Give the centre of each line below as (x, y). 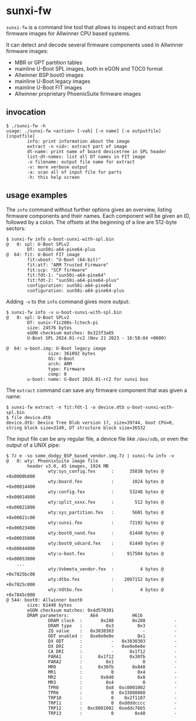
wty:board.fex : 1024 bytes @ (106, 481)
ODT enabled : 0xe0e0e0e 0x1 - (112, 636)
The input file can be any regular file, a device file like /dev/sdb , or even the (97, 438)
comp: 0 (57, 374)
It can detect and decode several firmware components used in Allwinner (95, 45)
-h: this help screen (54, 177)
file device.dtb (31, 417)
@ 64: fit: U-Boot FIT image (43, 254)
